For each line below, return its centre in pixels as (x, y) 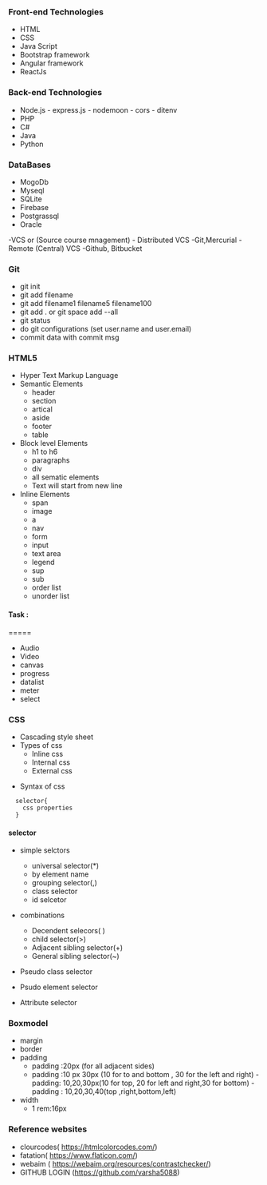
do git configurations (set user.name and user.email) (106, 329)
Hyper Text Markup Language (69, 376)
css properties (48, 808)
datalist (32, 682)
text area (46, 554)
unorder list (51, 596)
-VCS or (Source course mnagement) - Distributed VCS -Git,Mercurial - (125, 240)
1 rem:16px (49, 1108)
